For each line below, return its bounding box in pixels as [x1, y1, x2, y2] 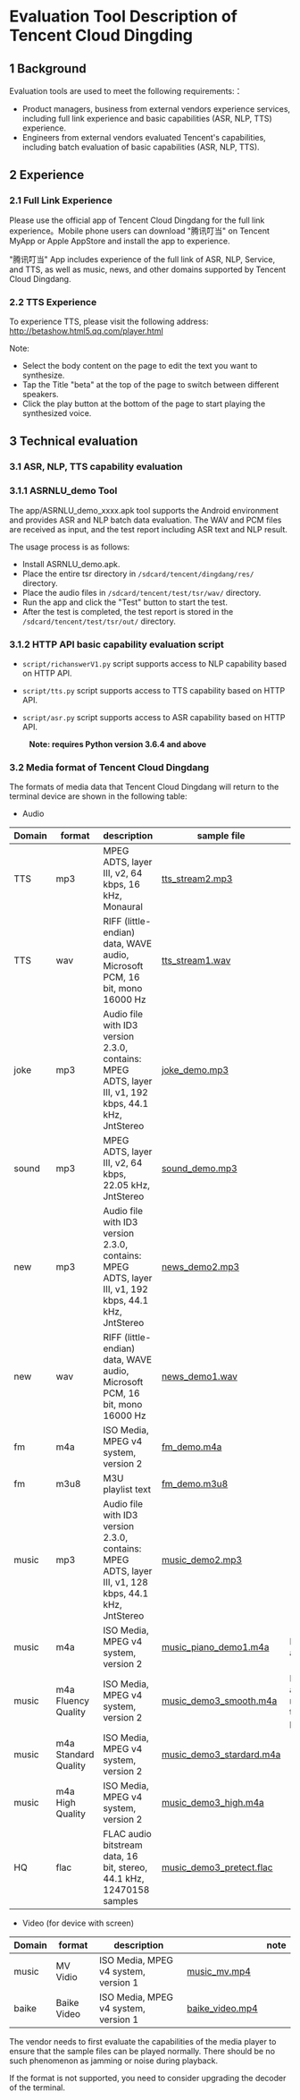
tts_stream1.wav [161, 955, 231, 967]
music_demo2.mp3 [161, 1554, 243, 1567]
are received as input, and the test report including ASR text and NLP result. [9, 523, 288, 534]
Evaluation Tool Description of [9, 6, 238, 27]
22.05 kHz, [102, 1179, 150, 1192]
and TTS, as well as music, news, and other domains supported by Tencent [9, 264, 287, 275]
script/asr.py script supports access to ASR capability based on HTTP [21, 711, 286, 722]
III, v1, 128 [102, 1577, 149, 1589]
